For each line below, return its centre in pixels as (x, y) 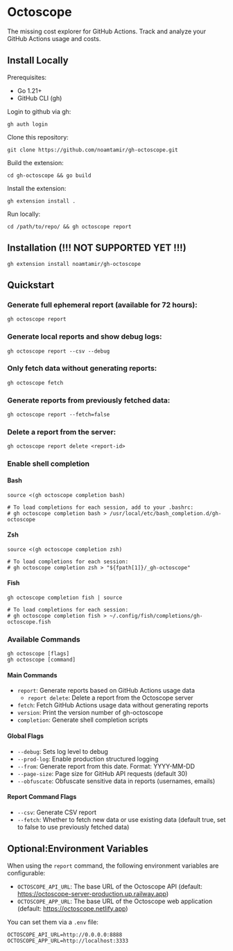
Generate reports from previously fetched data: (89, 400)
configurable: (26, 873)
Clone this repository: (38, 137)
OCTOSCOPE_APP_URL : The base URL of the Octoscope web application (115, 901)
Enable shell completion (49, 464)
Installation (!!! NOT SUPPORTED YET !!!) (97, 248)
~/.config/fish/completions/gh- (156, 616)
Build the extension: (35, 162)
